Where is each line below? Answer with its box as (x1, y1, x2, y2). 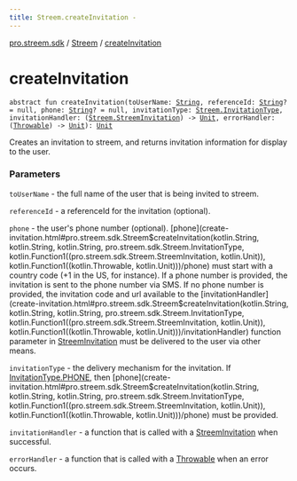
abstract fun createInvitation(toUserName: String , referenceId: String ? (9, 98, 288, 106)
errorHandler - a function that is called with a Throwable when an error (9, 453, 269, 464)
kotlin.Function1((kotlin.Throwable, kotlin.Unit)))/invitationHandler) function (9, 326, 282, 337)
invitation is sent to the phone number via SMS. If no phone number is (9, 279, 264, 289)
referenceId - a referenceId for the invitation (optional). (9, 205, 211, 216)
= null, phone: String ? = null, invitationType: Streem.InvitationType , (9, 106, 284, 114)
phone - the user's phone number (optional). (9, 223, 169, 233)
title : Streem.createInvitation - (9, 12, 137, 22)
